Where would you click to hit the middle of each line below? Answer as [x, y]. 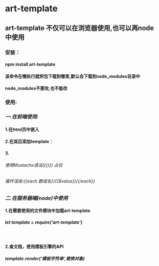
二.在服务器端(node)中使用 [37, 198]
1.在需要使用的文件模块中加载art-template [48, 211]
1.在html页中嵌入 [22, 129]
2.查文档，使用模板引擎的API [34, 246]
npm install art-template [30, 64]
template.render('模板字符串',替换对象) [45, 259]
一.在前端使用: [22, 117]
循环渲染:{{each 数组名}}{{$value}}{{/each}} [50, 181]
